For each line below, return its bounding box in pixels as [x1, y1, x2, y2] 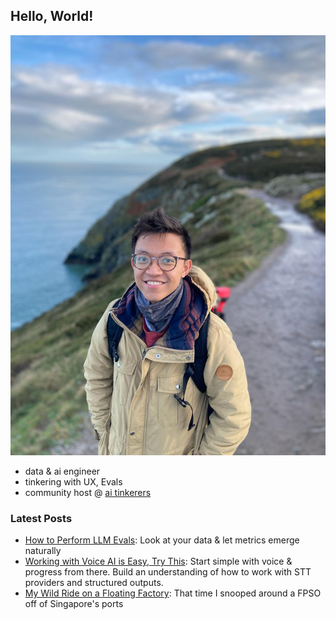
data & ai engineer [24, 465, 101, 477]
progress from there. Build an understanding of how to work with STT [24, 566, 312, 578]
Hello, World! [10, 8, 94, 25]
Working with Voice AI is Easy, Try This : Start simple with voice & [24, 555, 293, 568]
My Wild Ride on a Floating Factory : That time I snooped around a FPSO [24, 587, 322, 599]
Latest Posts [10, 511, 73, 525]
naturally [24, 545, 62, 557]
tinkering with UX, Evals [24, 475, 123, 488]
